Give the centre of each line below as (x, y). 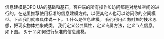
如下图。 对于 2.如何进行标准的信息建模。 (47, 31)
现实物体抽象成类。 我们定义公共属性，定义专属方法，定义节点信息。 (87, 25)
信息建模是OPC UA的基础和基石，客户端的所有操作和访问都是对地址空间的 (80, 7)
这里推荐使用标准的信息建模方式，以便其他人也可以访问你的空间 (86, 13)
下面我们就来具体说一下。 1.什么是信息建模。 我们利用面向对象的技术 (83, 19)
